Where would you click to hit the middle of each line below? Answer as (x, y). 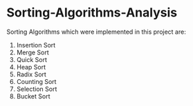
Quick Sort (32, 59)
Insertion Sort (36, 45)
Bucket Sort (33, 96)
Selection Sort (37, 89)
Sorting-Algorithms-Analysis (92, 13)
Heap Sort (31, 67)
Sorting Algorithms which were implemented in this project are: (96, 32)
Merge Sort (33, 52)
